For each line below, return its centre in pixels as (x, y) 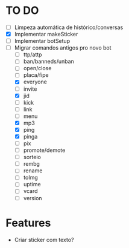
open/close (37, 68)
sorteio (32, 157)
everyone (35, 82)
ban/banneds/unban (49, 62)
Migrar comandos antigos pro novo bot (63, 48)
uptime (32, 184)
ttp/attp (33, 54)
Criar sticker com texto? (44, 240)
